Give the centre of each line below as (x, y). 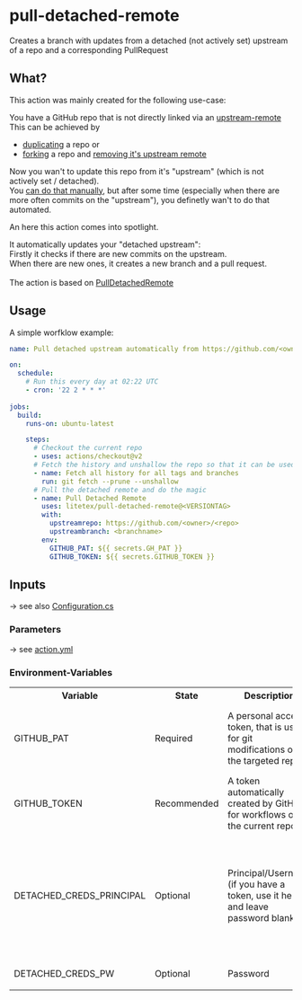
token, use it (253, 896)
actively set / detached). (54, 181)
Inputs (28, 584)
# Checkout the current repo (88, 448)
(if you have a (257, 884)
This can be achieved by (55, 127)
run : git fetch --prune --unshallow (110, 482)
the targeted (254, 760)
